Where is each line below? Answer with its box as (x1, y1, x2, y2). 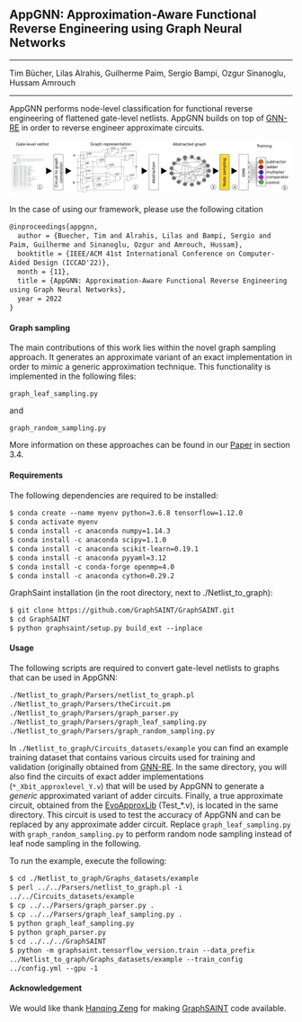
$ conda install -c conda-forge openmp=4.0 (9, 562, 175, 571)
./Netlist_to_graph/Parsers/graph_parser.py (9, 708, 179, 718)
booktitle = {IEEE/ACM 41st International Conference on (17, 249, 235, 259)
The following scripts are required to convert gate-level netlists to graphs (9, 662, 280, 673)
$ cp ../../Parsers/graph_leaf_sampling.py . (9, 910, 182, 919)
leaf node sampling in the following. (9, 838, 142, 848)
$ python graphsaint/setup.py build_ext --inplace (9, 623, 203, 632)
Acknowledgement (9, 982, 83, 993)
